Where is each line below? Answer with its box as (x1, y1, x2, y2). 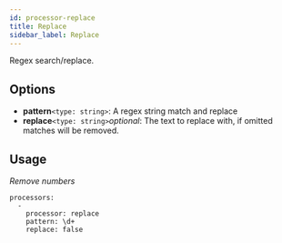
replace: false (25, 225, 84, 234)
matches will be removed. (22, 125, 120, 137)
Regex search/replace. (9, 56, 95, 66)
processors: (9, 193, 55, 202)
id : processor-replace (9, 13, 96, 23)
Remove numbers (9, 176, 76, 187)
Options (9, 81, 56, 96)
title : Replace (9, 22, 67, 31)
